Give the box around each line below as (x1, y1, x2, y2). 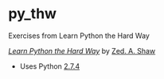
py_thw (8, 5, 57, 23)
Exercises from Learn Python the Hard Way (8, 31, 150, 40)
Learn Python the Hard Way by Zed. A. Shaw (8, 46, 156, 55)
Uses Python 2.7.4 (19, 61, 80, 71)
